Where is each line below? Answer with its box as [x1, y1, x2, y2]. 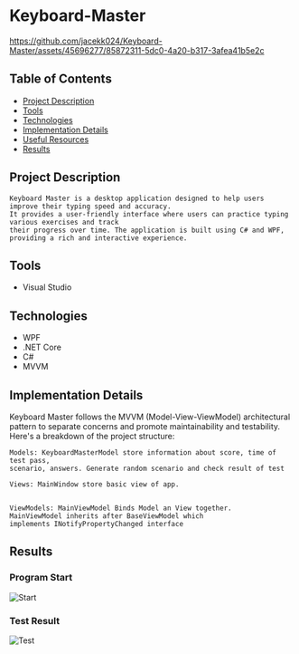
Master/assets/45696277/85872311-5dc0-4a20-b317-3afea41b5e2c [9, 44, 265, 55]
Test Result [9, 614, 61, 627]
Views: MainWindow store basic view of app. [9, 480, 180, 489]
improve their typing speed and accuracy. [9, 201, 172, 211]
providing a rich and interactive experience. [9, 233, 188, 243]
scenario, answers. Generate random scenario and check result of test [9, 464, 285, 473]
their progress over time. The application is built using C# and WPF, [9, 226, 285, 235]
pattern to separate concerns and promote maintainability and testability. [9, 421, 281, 431]
